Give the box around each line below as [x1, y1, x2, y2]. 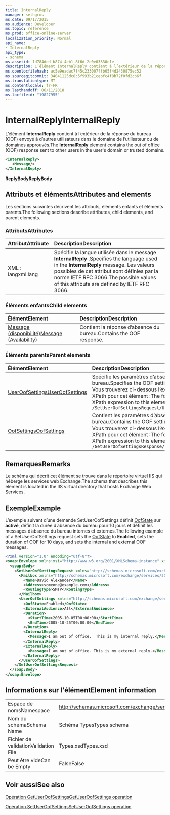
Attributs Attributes [5, 227, 53, 234]
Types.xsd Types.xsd [59, 742, 108, 749]
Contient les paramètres [92, 412, 149, 419]
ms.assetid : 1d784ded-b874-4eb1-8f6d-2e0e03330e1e [5, 59, 114, 64]
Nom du [8, 715, 27, 722]
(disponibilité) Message [8, 330, 62, 337]
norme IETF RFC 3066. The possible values [54, 274, 156, 281]
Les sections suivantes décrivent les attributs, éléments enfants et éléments [5, 203, 163, 209]
